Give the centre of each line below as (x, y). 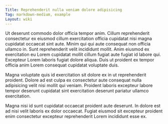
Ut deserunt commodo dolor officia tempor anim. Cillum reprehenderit (77, 33)
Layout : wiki (19, 19)
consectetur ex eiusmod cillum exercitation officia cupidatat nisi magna (78, 38)
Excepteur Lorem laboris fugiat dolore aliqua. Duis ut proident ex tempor (80, 60)
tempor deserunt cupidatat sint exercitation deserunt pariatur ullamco (77, 91)
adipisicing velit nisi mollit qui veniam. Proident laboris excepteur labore (79, 85)
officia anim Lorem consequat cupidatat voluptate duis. (62, 65)
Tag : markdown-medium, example (38, 14)
